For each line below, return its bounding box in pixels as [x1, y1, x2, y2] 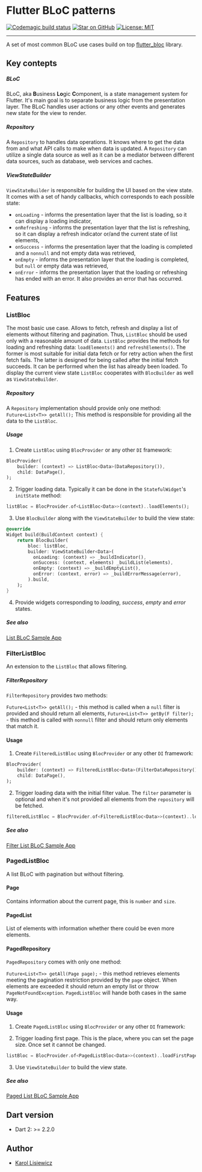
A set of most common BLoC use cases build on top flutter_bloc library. [6, 40, 183, 48]
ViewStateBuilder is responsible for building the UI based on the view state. [6, 187, 194, 194]
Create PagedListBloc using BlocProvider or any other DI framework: [14, 1023, 186, 1030]
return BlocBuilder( [17, 537, 69, 543]
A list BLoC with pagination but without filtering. [6, 870, 124, 877]
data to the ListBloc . [6, 417, 58, 425]
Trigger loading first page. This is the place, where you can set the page [14, 1034, 194, 1042]
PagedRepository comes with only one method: [6, 958, 122, 965]
